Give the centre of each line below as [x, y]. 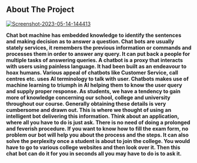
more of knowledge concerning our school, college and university [88, 97]
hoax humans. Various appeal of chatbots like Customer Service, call [92, 72]
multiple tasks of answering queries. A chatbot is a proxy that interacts [95, 60]
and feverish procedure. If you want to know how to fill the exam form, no [97, 128]
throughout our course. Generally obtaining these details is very [86, 103]
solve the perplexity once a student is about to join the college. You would [98, 141]
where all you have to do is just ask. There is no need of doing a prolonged [98, 122]
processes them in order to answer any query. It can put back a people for [98, 54]
